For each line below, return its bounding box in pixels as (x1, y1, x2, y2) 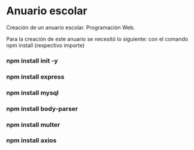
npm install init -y (6, 57, 58, 65)
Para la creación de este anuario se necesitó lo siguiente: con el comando (6, 35, 189, 42)
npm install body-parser (6, 104, 78, 112)
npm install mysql (6, 88, 59, 96)
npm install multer (6, 120, 60, 129)
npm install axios (6, 136, 57, 145)
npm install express (6, 73, 65, 81)
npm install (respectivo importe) (6, 42, 85, 49)
